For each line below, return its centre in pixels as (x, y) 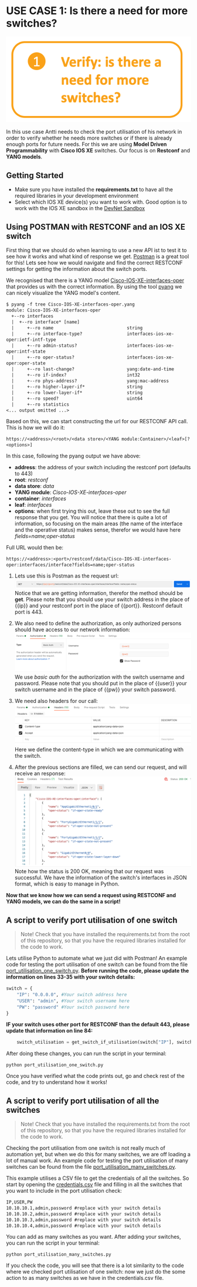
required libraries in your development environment (77, 196)
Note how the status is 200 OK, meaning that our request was (89, 871)
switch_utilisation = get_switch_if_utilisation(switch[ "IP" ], (96, 1042)
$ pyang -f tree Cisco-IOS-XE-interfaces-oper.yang (70, 304)
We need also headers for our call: (56, 701)
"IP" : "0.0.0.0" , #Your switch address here (72, 994)
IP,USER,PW (19, 1202)
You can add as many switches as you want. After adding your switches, (94, 1237)
